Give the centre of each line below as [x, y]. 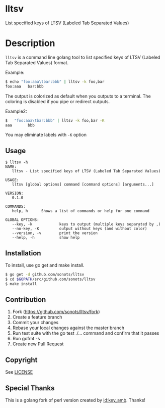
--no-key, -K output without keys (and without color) [79, 229]
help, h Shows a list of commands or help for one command [81, 211]
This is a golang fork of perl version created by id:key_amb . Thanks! [75, 400]
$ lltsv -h [17, 162]
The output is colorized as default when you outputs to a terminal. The [78, 96]
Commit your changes [35, 323]
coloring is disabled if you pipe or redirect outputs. [58, 101]
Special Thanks [30, 388]
